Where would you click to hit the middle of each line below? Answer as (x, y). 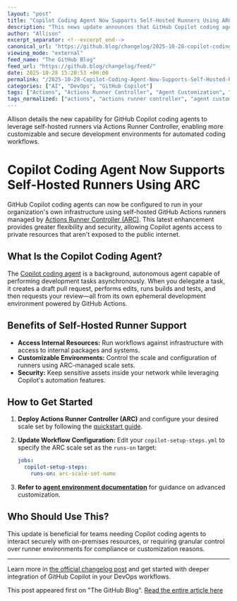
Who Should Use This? (58, 517)
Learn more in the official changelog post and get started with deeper (108, 569)
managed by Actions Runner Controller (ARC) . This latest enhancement (111, 219)
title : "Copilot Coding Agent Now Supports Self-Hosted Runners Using (113, 20)
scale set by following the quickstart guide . (80, 426)
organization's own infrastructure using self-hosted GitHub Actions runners (117, 211)
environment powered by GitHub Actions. (67, 303)
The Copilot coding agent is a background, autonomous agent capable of (114, 273)
